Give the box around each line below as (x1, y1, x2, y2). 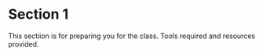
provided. (8, 39, 39, 48)
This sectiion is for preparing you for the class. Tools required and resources (8, 31, 256, 40)
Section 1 (8, 5, 69, 23)
